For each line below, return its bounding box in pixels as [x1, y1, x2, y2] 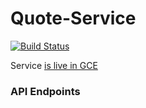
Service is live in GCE [10, 59, 98, 71]
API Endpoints [10, 84, 81, 98]
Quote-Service [10, 7, 137, 30]
